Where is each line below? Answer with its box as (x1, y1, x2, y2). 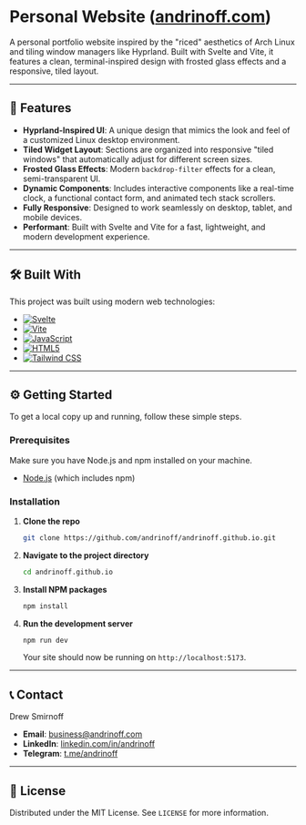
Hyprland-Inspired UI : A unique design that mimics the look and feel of (22, 125, 291, 136)
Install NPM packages (22, 584, 107, 595)
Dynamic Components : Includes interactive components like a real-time (22, 182, 294, 193)
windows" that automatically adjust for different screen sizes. (22, 153, 253, 165)
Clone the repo (22, 515, 80, 526)
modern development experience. (22, 230, 150, 242)
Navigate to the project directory (22, 549, 149, 561)
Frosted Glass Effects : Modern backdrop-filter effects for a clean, (22, 163, 276, 174)
